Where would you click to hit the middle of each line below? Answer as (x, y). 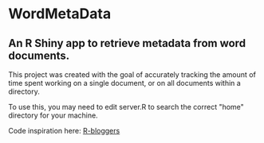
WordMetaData (60, 14)
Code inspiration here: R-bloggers (64, 131)
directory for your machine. (53, 115)
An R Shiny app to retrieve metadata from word (127, 43)
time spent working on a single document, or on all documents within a (124, 83)
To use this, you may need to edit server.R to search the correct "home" (126, 107)
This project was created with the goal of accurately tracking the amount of (132, 75)
